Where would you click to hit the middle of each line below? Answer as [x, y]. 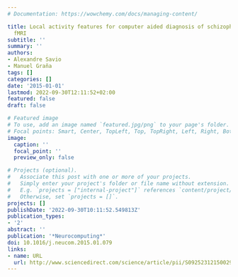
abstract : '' [27, 230]
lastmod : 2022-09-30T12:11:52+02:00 [61, 93]
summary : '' [25, 47]
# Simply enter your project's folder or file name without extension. [119, 184]
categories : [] [30, 79]
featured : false [31, 99]
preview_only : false [44, 158]
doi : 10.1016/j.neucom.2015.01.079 [60, 242]
